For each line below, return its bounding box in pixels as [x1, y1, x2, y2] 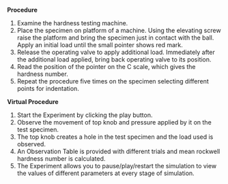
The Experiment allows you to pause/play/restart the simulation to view [16, 162, 217, 170]
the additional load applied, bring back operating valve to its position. [16, 55, 212, 64]
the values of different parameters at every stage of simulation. [16, 169, 195, 177]
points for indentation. [16, 85, 80, 92]
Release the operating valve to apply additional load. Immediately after [16, 48, 215, 56]
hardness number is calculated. [16, 155, 106, 163]
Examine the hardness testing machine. [16, 19, 128, 27]
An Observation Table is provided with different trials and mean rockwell [16, 147, 220, 155]
